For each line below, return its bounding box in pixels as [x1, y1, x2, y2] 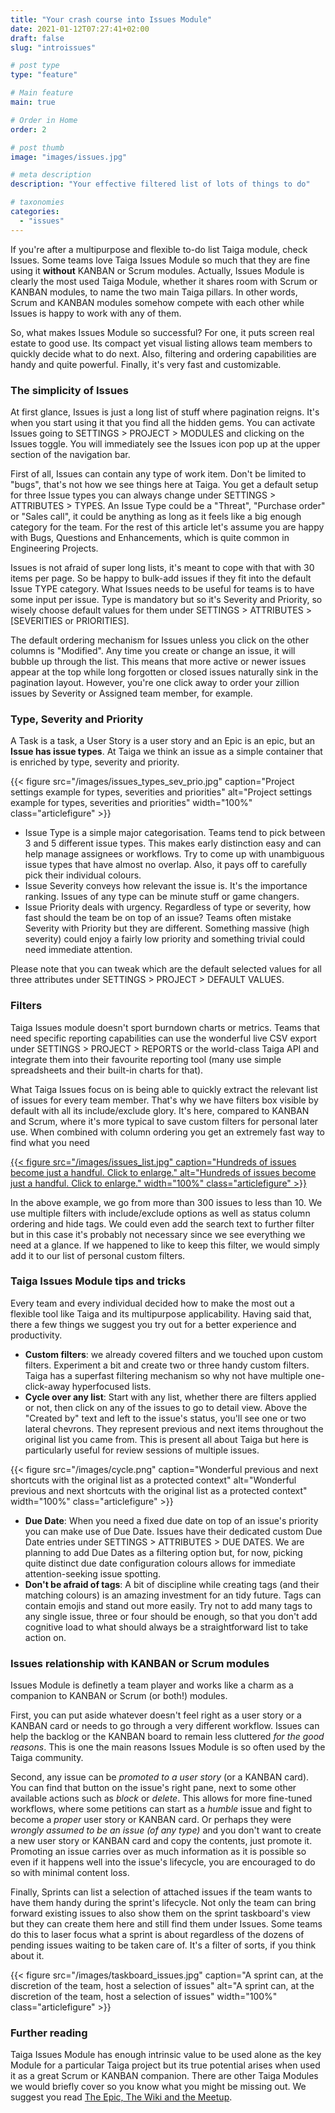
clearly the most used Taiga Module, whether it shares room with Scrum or [10, 275, 318, 287]
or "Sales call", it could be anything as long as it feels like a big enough [10, 510, 302, 522]
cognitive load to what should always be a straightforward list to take [24, 1621, 309, 1633]
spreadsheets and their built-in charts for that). [10, 1064, 204, 1076]
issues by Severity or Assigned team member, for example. [10, 687, 253, 699]
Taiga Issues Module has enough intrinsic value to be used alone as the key [10, 2049, 322, 2061]
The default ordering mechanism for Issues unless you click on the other [10, 634, 310, 646]
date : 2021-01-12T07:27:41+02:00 [10, 24, 150, 34]
